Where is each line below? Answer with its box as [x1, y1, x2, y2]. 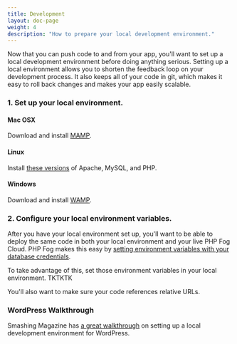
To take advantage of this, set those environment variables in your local [7, 266, 217, 275]
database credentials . [7, 252, 71, 261]
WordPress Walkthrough [7, 306, 95, 315]
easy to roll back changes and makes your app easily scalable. [7, 80, 191, 89]
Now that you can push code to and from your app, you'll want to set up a [7, 50, 223, 58]
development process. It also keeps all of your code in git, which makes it [7, 73, 223, 81]
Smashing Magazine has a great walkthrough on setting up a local [7, 321, 201, 330]
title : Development [7, 10, 65, 18]
